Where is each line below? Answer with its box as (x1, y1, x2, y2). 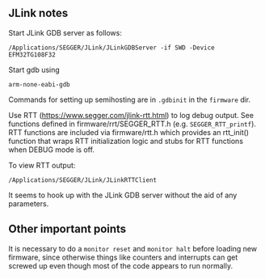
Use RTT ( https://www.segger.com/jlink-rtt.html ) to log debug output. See (8, 110, 254, 120)
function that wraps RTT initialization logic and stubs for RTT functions (8, 136, 244, 146)
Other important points (8, 222, 127, 236)
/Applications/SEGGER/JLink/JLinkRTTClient (8, 175, 158, 184)
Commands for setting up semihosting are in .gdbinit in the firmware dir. (8, 95, 251, 104)
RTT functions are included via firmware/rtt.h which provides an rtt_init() (8, 127, 249, 137)
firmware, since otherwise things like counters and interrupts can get (8, 252, 238, 262)
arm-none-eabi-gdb (8, 80, 70, 88)
